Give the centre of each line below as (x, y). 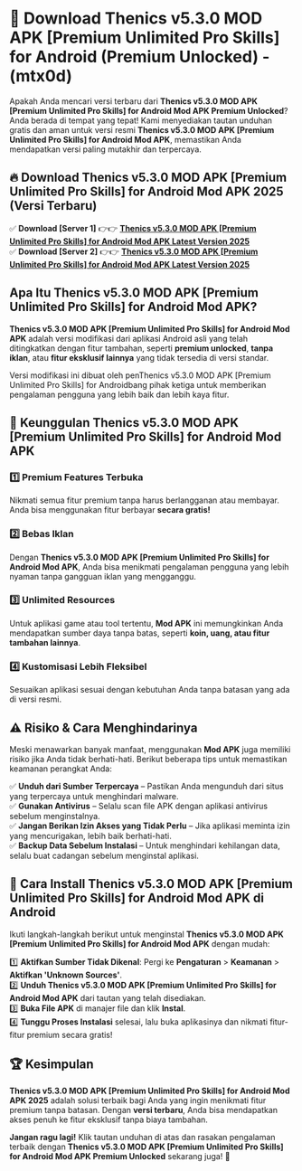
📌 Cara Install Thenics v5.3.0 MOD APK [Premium (151, 884)
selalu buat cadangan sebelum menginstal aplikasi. (104, 855)
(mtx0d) (41, 76)
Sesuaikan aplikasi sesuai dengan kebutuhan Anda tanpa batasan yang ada (150, 690)
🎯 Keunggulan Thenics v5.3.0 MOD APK (124, 423)
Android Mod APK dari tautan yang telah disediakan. (108, 997)
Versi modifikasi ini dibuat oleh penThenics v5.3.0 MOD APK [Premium (140, 375)
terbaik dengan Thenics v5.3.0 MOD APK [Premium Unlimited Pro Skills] (146, 1147)
